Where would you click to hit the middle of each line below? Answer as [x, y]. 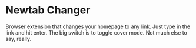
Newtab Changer [48, 10]
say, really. [19, 39]
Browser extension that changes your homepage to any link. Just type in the [98, 26]
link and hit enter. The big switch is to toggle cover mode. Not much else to [97, 32]
